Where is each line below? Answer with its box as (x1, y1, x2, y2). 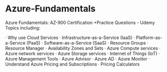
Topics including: (5, 24, 40, 30)
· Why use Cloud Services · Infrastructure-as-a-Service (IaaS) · (5, 34, 135, 40)
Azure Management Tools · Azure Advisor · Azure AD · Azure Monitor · (5, 55, 150, 61)
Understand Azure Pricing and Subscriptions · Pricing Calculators (5, 61, 140, 67)
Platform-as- (135, 34, 162, 40)
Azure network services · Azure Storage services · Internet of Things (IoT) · (5, 50, 160, 56)
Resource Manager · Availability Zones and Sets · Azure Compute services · (5, 45, 161, 51)
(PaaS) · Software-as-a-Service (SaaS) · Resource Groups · (26, 39, 148, 45)
